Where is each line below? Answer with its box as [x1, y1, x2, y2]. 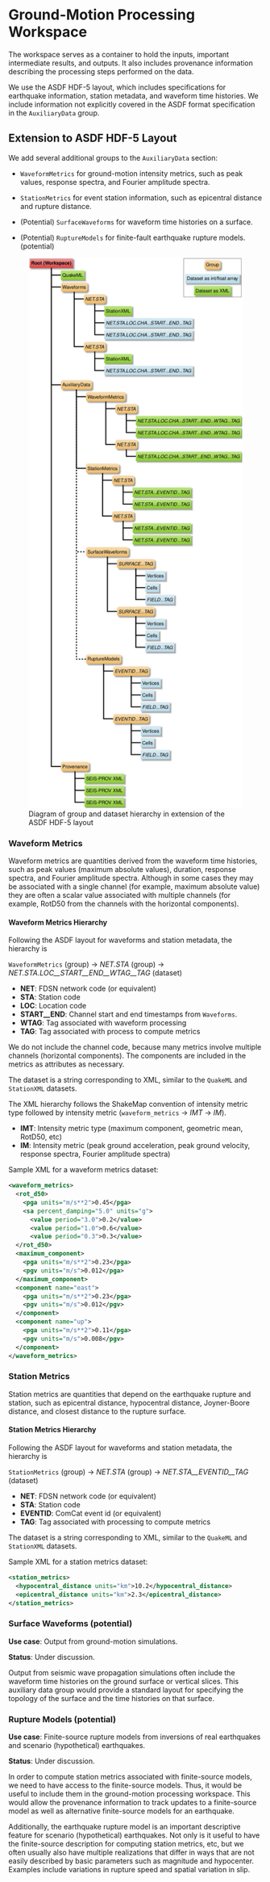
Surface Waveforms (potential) [8, 1618, 133, 1629]
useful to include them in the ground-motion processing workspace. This [8, 1789, 251, 1799]
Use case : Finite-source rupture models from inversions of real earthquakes [8, 1732, 261, 1742]
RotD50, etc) [19, 1132, 62, 1142]
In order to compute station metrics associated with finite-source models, [8, 1772, 252, 1782]
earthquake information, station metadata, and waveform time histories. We [8, 90, 260, 100]
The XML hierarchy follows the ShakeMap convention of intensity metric [8, 1100, 248, 1109]
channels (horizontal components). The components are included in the [8, 1051, 247, 1061]
